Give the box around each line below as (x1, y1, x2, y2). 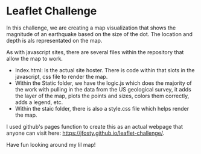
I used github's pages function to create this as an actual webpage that (6, 123, 183, 130)
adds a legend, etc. (14, 98, 63, 106)
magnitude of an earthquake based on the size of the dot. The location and (6, 30, 193, 37)
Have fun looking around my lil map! (6, 141, 96, 148)
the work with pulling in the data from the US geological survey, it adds (14, 85, 191, 93)
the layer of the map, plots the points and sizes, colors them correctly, (14, 92, 190, 99)
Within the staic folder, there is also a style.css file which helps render (14, 105, 190, 112)
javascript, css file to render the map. (14, 73, 108, 80)
